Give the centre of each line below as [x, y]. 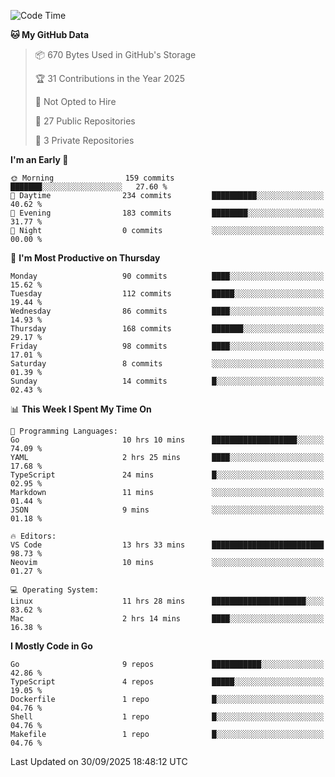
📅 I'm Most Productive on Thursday [85, 258]
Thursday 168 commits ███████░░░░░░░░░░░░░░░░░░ [167, 329]
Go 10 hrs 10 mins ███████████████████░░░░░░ [167, 440]
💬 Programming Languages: [64, 431]
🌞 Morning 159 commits [92, 178]
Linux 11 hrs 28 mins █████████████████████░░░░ [167, 601]
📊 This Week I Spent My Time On [81, 409]
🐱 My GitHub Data [50, 34]
